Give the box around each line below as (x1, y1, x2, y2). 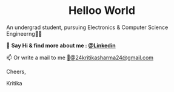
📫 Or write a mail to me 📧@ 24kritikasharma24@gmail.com (6, 54, 153, 61)
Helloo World (69, 4, 135, 18)
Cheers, (6, 68, 26, 75)
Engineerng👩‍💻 (6, 30, 42, 37)
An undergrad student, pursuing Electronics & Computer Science (6, 24, 169, 31)
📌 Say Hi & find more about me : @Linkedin (6, 42, 116, 49)
